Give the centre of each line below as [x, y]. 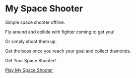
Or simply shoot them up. [31, 41]
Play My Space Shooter [29, 70]
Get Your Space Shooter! [31, 60]
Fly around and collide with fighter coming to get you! [60, 32]
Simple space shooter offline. [35, 22]
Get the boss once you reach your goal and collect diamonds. [68, 51]
